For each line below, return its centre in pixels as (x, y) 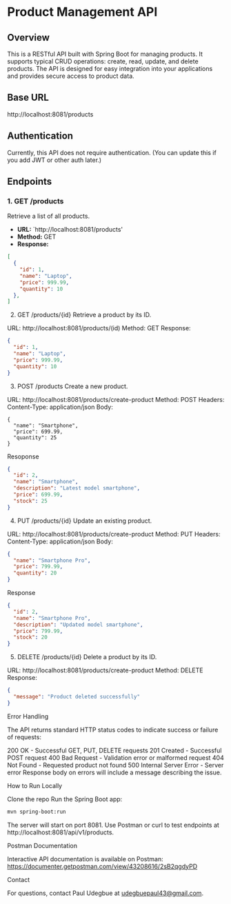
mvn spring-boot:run (37, 812)
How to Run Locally (35, 785)
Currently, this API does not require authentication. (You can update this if (112, 152)
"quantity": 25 (35, 438)
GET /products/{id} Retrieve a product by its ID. (84, 315)
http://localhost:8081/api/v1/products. (61, 832)
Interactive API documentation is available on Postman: (85, 858)
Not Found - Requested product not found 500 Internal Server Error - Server (115, 765)
